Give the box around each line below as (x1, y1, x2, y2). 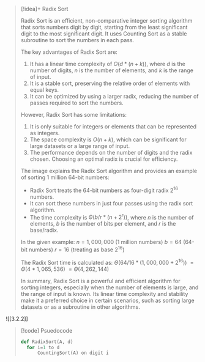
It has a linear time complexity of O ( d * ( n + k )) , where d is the (29, 61, 186, 67)
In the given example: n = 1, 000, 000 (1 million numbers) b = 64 (20, 238, 182, 246)
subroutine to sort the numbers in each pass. (20, 37, 135, 43)
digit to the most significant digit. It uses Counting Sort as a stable (20, 30, 187, 37)
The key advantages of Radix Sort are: (20, 48, 117, 56)
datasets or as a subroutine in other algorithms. (20, 303, 140, 311)
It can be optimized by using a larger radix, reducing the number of (29, 93, 199, 100)
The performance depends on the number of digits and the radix (29, 149, 193, 156)
